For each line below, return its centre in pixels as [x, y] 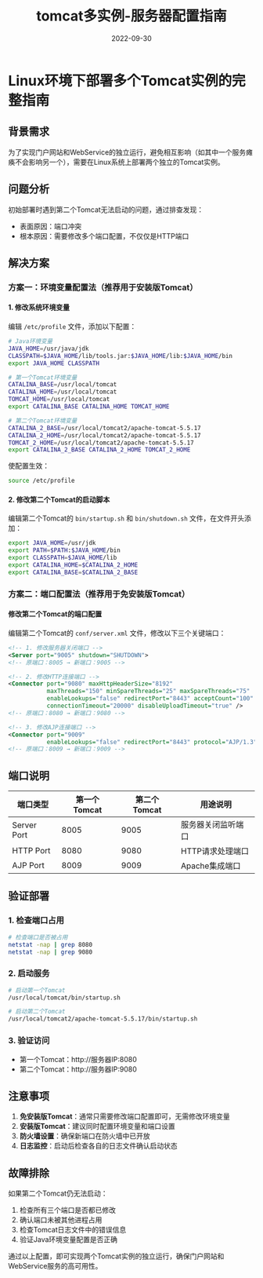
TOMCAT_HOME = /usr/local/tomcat [59, 400]
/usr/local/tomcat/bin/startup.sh [65, 998]
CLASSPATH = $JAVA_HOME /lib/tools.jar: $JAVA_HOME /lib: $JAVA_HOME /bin [121, 356]
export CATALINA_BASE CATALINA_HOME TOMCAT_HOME [89, 407]
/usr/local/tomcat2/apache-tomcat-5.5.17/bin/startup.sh [103, 1019]
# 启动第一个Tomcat [37, 990]
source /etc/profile [42, 481]
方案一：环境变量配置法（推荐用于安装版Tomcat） [103, 287]
